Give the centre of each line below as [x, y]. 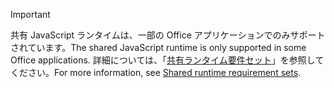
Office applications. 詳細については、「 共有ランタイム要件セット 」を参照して [167, 60]
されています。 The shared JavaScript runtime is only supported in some [158, 47]
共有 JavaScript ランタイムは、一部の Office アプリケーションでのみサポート [168, 35]
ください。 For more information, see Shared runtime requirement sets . [156, 72]
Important [30, 14]
